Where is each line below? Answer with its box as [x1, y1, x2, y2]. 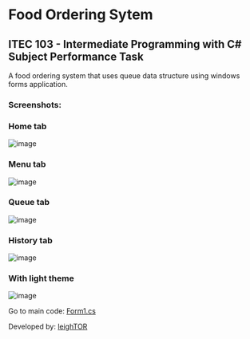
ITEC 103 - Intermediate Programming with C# [8, 37, 242, 51]
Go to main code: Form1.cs [8, 306, 96, 316]
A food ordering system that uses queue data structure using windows [8, 71, 240, 81]
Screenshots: [8, 99, 62, 110]
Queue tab [8, 197, 50, 208]
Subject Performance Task [8, 49, 144, 63]
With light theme [8, 273, 74, 284]
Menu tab [8, 159, 46, 170]
